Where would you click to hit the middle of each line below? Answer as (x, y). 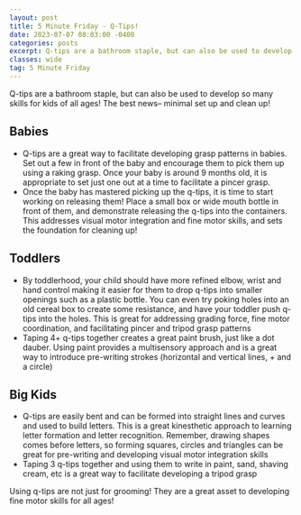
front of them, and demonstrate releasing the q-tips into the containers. (155, 211)
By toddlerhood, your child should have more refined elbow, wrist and (152, 280)
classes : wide (36, 60)
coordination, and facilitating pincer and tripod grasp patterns (137, 328)
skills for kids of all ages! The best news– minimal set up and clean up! (140, 103)
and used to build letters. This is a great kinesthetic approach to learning (157, 426)
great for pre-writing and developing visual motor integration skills (145, 455)
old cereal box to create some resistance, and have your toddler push (151, 308)
